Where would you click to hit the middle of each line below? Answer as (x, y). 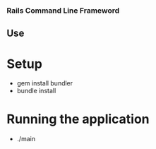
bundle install (36, 91)
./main (26, 139)
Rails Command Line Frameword (63, 11)
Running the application (78, 119)
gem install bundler (45, 83)
